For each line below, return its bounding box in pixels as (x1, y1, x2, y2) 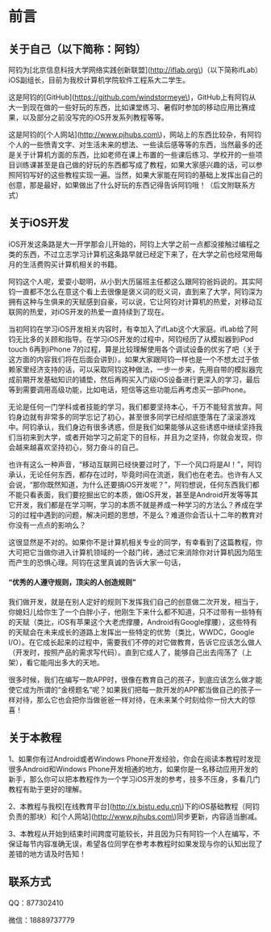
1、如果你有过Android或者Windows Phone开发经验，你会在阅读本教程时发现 (8, 753, 261, 764)
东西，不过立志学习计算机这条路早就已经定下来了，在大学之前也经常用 (22, 249, 256, 259)
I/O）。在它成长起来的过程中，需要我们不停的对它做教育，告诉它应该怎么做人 (8, 638, 262, 647)
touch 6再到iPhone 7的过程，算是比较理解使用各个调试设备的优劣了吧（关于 (8, 344, 261, 354)
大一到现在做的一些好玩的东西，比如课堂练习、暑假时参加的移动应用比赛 (8, 103, 248, 112)
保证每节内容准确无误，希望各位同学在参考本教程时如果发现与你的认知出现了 (8, 838, 263, 849)
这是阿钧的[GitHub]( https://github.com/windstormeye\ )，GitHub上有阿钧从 (8, 92, 256, 102)
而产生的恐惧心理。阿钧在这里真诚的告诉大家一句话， (8, 557, 186, 567)
